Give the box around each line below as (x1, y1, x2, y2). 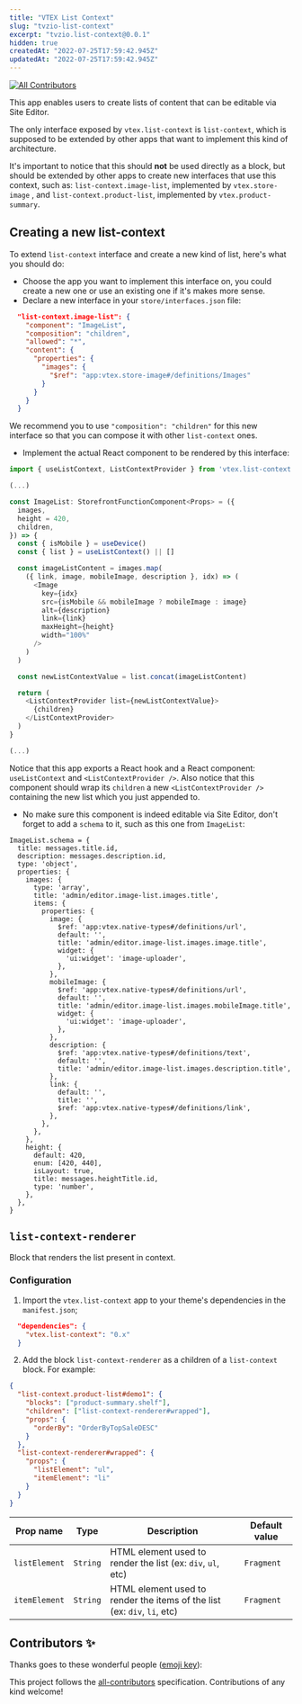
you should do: (9, 258, 65, 269)
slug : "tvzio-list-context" (9, 22, 115, 31)
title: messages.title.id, (17, 843, 119, 853)
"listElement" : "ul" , (32, 1466, 115, 1475)
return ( (17, 688, 50, 697)
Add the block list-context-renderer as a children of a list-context (22, 1355, 279, 1366)
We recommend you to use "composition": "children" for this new (9, 420, 258, 432)
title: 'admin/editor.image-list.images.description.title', (57, 1063, 292, 1073)
